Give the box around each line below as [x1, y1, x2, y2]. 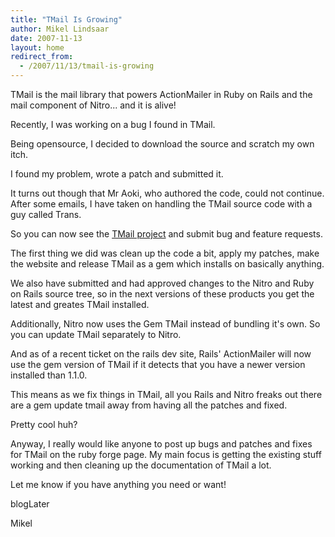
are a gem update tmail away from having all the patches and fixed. [10, 399, 288, 411]
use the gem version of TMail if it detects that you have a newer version [10, 359, 306, 370]
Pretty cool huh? [10, 419, 78, 430]
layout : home [10, 42, 65, 53]
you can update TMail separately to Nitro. [10, 329, 182, 340]
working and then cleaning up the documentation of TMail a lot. [10, 459, 272, 471]
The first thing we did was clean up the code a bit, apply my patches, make [10, 247, 320, 259]
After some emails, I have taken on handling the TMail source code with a [10, 198, 313, 210]
